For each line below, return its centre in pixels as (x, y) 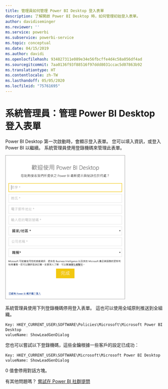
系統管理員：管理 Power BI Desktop (80, 113)
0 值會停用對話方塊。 (27, 370)
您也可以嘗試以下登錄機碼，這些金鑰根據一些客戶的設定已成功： (72, 345)
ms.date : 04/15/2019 (27, 48)
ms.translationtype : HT (31, 70)
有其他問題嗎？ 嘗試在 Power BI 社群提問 (48, 381)
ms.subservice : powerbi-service (39, 38)
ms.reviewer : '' (22, 27)
